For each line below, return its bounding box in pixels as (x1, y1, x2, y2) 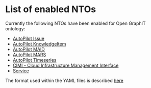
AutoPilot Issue (12, 35, 45, 41)
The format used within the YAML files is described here (5, 77, 123, 83)
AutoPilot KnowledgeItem (12, 40, 66, 47)
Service (12, 67, 29, 74)
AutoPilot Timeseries (12, 57, 57, 63)
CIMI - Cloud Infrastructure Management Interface (12, 62, 119, 68)
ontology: (5, 25, 26, 31)
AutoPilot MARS (12, 52, 46, 58)
